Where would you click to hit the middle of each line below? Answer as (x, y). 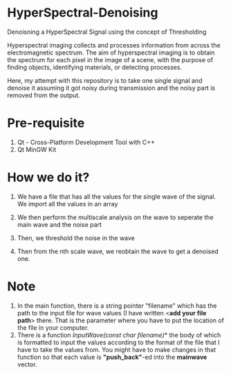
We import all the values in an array (67, 204)
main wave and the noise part (59, 224)
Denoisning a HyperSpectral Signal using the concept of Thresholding (107, 32)
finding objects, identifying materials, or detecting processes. (94, 67)
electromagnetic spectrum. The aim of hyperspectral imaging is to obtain (111, 52)
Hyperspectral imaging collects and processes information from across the (114, 45)
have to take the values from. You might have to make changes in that (117, 349)
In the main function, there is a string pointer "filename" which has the (117, 306)
